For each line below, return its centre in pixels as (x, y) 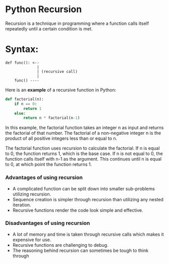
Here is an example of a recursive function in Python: (61, 90)
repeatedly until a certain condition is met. (49, 28)
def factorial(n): (24, 99)
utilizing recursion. (32, 194)
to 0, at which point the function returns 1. (49, 164)
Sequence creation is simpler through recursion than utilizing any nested (88, 199)
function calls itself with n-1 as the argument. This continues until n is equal (83, 159)
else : (20, 113)
